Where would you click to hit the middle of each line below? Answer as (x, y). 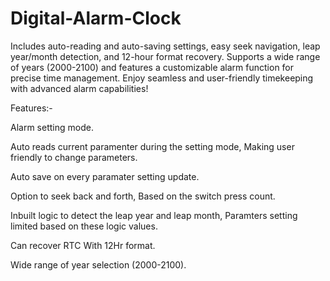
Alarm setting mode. (52, 127)
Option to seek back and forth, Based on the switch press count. (143, 196)
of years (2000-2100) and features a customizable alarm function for (152, 67)
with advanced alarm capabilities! (79, 88)
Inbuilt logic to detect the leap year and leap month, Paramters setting (154, 215)
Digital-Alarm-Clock (96, 18)
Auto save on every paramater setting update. (105, 176)
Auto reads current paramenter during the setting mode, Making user (152, 146)
